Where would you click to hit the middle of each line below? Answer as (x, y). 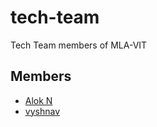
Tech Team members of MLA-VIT (79, 45)
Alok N (38, 100)
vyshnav (42, 111)
